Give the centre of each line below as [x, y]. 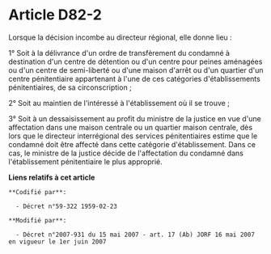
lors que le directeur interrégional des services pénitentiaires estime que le [133, 136]
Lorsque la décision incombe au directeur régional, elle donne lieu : [120, 37]
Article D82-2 [55, 15]
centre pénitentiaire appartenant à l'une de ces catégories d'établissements [134, 78]
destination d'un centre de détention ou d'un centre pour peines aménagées [135, 61]
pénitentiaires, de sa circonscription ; [70, 87]
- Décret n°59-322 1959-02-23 [66, 206]
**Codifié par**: [38, 192]
